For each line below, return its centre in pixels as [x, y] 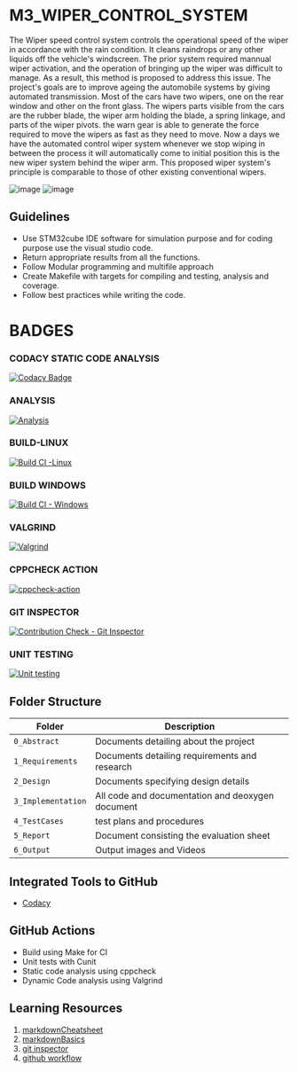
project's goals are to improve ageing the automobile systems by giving [140, 87]
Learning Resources [66, 1009]
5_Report [32, 836]
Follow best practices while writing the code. [104, 294]
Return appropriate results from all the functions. [111, 257]
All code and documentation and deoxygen [184, 796]
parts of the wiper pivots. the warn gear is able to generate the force [134, 124]
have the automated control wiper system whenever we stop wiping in [137, 144]
